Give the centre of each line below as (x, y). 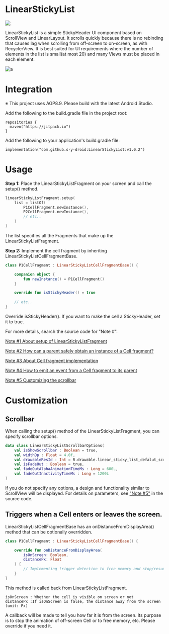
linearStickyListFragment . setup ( (40, 198)
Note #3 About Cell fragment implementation (52, 360)
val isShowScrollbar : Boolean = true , (56, 450)
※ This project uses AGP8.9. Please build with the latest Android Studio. (79, 103)
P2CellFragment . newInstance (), (56, 212)
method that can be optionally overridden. (49, 532)
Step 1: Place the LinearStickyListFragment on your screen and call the (78, 183)
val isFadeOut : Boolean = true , (49, 464)
